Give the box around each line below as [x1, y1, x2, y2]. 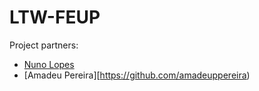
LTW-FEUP [9, 6, 101, 29]
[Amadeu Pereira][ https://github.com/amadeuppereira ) [23, 69, 251, 81]
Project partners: [9, 39, 79, 51]
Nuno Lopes [23, 58, 75, 70]
